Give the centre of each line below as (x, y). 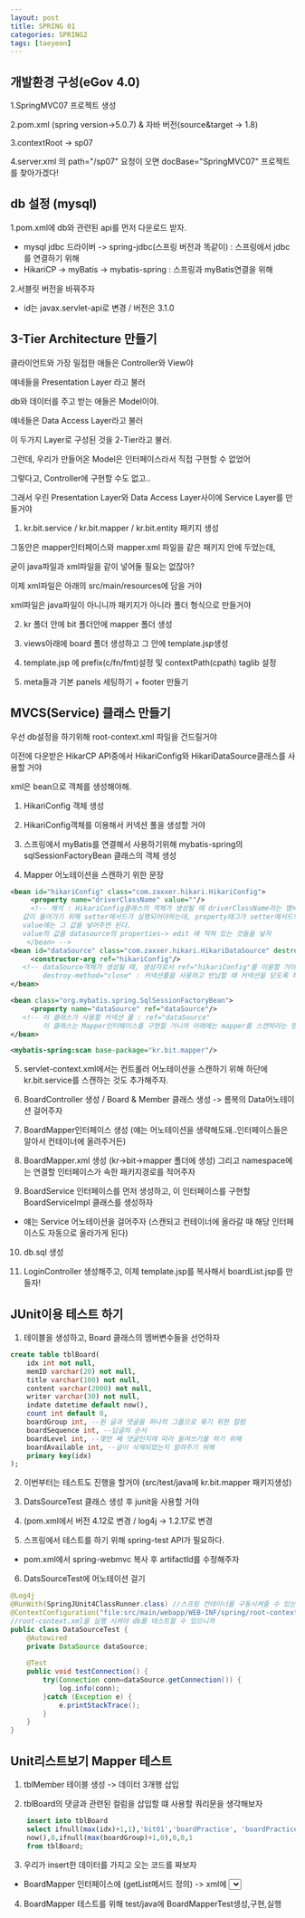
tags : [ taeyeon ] (41, 43)
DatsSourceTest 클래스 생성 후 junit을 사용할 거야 (111, 1502)
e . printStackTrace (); (100, 1705)
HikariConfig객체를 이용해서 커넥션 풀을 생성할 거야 (114, 825)
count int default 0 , (67, 1414)
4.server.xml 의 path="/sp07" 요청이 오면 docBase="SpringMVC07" (134, 162)
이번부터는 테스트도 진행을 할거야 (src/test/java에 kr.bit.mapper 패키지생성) (157, 1483)
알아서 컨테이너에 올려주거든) (75, 1141)
